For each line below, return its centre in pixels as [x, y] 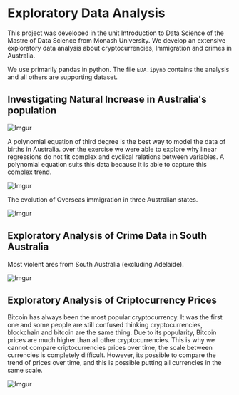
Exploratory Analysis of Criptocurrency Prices [112, 300]
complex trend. [30, 172]
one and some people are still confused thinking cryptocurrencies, [105, 325]
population [32, 111]
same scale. [25, 370]
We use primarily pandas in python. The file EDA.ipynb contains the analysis [118, 69]
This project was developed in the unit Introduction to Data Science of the [116, 33]
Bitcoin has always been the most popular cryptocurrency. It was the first [115, 317]
